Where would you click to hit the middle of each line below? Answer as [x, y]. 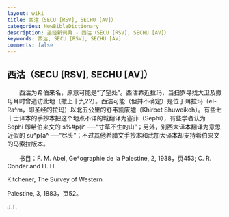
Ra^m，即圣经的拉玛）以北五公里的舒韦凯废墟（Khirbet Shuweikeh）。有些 [112, 110]
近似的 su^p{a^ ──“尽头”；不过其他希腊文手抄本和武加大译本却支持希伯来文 [113, 135]
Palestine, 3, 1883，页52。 [44, 193]
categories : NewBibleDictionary [53, 26]
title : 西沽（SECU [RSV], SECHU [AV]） [62, 20]
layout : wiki [26, 13]
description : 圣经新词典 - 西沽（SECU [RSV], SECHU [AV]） [88, 33]
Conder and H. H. [32, 166]
